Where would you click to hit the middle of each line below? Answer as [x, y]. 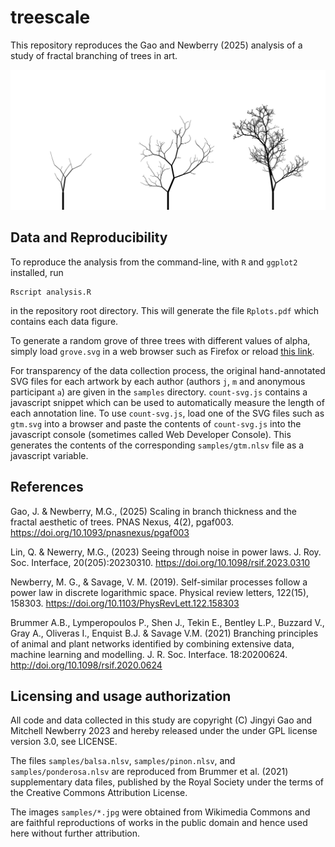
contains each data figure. [64, 321]
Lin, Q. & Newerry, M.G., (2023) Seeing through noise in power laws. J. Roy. [166, 552]
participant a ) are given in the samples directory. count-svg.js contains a [159, 392]
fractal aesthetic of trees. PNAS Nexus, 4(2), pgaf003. [122, 522]
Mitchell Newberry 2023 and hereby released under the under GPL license [164, 731]
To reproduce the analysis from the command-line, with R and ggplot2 [154, 262]
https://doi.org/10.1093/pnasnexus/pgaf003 [100, 532]
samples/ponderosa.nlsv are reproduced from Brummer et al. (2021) [149, 772]
